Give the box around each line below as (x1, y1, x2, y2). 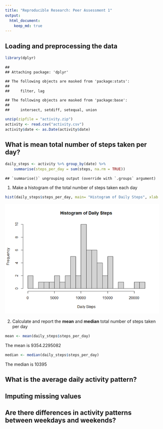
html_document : (9, 18, 41, 23)
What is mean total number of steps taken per (5, 140, 147, 149)
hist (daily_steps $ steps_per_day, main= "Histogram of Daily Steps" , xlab (5, 195, 159, 200)
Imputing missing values (5, 392, 81, 400)
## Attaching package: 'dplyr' (5, 70, 69, 75)
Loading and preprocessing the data (5, 42, 118, 50)
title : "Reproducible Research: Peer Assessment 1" (5, 8, 112, 13)
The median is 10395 (5, 361, 47, 367)
